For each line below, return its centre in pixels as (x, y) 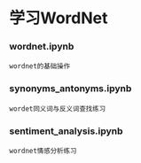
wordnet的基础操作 (40, 66)
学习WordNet (59, 18)
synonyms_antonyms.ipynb (70, 89)
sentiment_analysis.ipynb (66, 131)
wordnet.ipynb (42, 47)
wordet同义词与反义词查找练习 (58, 109)
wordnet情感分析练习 (43, 151)
